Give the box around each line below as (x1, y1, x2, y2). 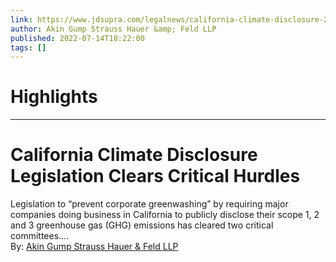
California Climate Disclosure (10, 144, 258, 166)
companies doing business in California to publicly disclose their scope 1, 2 (10, 209, 320, 221)
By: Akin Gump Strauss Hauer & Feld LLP (10, 241, 179, 253)
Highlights (10, 86, 98, 108)
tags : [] (10, 42, 47, 53)
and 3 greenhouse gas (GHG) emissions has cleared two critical (10, 219, 274, 231)
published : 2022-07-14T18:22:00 (10, 33, 145, 43)
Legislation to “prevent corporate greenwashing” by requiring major (10, 198, 289, 210)
